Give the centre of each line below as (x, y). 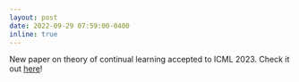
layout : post (34, 17)
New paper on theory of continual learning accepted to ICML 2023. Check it (149, 60)
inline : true (34, 34)
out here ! (26, 69)
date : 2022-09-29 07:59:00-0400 (69, 26)
